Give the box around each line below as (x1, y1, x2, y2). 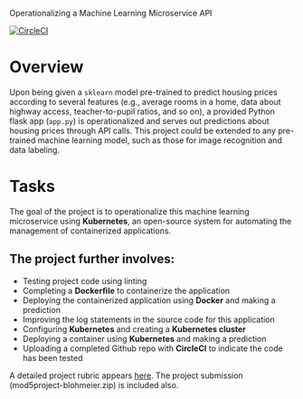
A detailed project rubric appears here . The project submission (9, 370, 243, 381)
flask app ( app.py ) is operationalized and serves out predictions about (9, 115, 270, 126)
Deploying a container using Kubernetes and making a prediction (22, 333, 267, 344)
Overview (9, 57, 84, 78)
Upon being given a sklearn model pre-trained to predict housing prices (9, 86, 278, 98)
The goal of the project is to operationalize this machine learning (9, 205, 251, 216)
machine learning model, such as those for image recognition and (37, 135, 282, 146)
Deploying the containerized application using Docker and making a (22, 294, 276, 306)
